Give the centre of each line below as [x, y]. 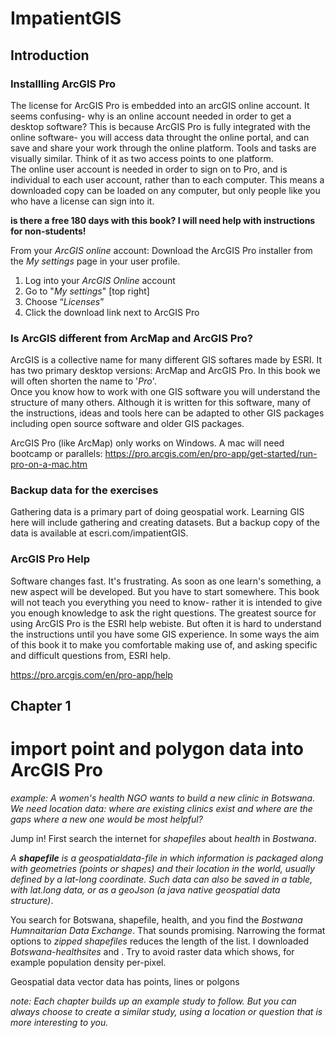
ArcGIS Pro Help [50, 559]
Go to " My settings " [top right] [87, 291]
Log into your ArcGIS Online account [100, 280]
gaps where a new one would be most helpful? [106, 819]
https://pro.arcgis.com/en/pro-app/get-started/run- [211, 454]
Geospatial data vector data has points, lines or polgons [125, 982]
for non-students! [48, 231]
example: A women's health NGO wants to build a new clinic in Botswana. [163, 798]
